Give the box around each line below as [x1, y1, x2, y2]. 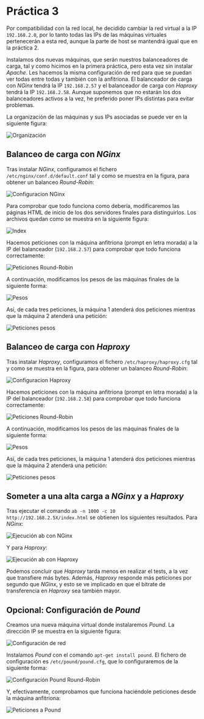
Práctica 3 [6, 4, 59, 18]
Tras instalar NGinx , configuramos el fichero [6, 165, 118, 172]
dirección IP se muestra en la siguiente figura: [6, 628, 122, 635]
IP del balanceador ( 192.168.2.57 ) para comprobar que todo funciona [6, 245, 181, 253]
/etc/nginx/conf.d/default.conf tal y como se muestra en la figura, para [6, 172, 190, 179]
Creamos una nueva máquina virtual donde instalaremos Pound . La [6, 621, 175, 629]
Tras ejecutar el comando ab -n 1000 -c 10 [6, 507, 116, 515]
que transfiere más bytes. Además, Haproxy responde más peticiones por [6, 574, 192, 581]
